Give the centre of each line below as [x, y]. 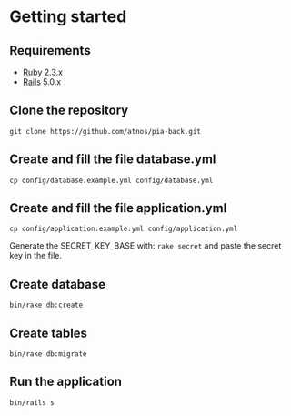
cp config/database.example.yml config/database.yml [111, 180]
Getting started [68, 17]
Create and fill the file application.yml [118, 208]
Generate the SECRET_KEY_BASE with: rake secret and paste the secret [145, 246]
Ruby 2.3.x [43, 72]
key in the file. [35, 256]
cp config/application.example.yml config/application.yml [124, 229]
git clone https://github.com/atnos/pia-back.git [105, 131]
